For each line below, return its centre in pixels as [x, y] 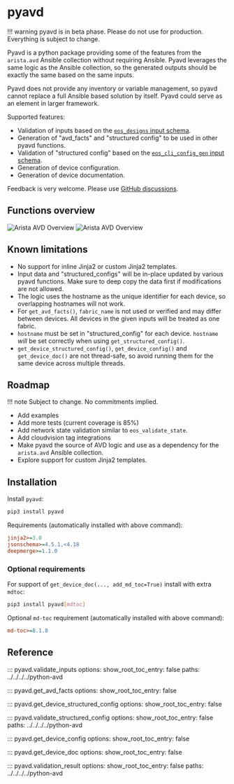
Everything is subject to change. [53, 38]
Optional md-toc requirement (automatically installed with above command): [116, 617]
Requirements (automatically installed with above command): [95, 525]
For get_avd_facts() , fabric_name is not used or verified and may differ [119, 311]
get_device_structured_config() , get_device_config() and [102, 348]
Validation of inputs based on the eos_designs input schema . [104, 130]
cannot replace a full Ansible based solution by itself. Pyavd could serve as [115, 96]
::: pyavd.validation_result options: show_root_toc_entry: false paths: [105, 765]
